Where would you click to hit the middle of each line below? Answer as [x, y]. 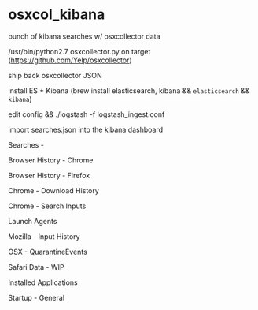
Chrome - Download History [54, 190]
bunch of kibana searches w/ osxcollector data [84, 36]
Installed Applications [43, 282]
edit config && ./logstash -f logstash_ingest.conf [87, 114]
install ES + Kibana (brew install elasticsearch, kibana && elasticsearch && [129, 90]
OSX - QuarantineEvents [48, 252]
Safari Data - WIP [36, 267]
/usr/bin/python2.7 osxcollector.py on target [79, 51]
